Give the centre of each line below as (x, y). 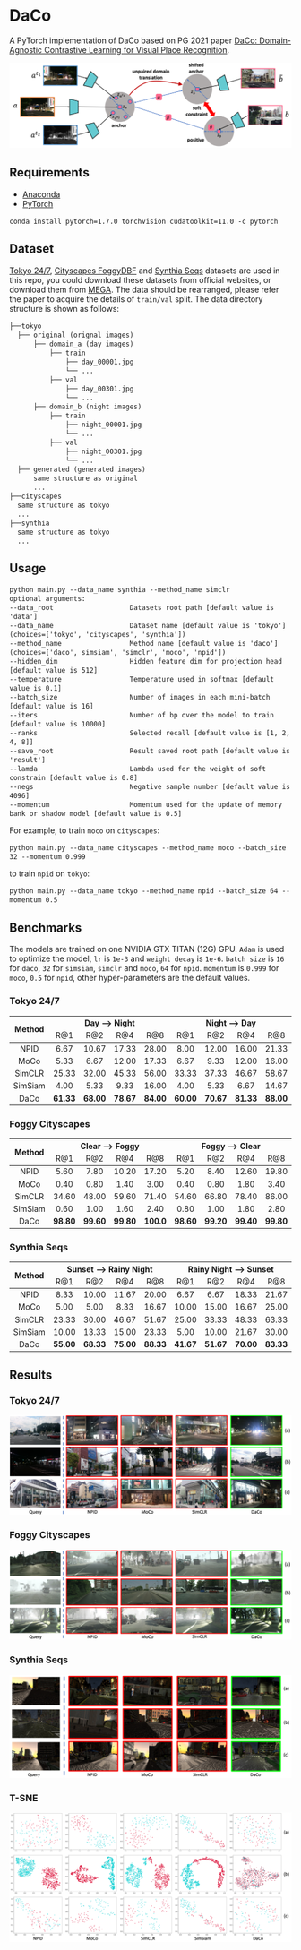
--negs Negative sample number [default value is (150, 787)
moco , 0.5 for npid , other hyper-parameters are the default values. (130, 978)
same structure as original (86, 478)
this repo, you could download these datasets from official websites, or (140, 279)
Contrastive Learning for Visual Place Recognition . (137, 49)
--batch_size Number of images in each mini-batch (140, 698)
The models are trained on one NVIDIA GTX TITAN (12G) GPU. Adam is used (147, 949)
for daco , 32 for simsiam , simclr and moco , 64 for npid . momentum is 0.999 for (144, 968)
